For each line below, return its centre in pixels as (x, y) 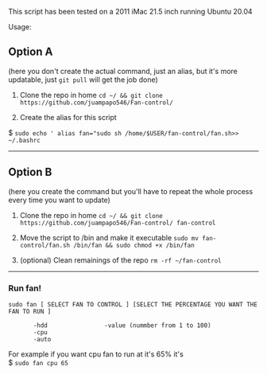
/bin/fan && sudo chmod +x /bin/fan (134, 245)
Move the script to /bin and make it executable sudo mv (109, 237)
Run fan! (25, 288)
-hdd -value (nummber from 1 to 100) (122, 325)
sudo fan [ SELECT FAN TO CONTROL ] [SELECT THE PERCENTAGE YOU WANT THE (133, 304)
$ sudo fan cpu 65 (39, 362)
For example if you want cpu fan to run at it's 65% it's (96, 354)
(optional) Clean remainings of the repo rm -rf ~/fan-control (120, 260)
